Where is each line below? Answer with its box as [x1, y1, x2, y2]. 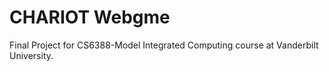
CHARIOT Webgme [9, 6, 171, 29]
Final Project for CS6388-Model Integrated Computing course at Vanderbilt [9, 39, 319, 51]
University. [9, 49, 54, 61]
